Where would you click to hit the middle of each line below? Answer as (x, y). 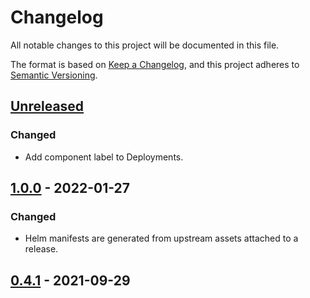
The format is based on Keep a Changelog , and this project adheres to (155, 64)
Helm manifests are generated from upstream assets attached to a (161, 238)
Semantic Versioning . (54, 75)
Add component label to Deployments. (104, 157)
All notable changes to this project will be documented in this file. (145, 45)
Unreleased (47, 106)
